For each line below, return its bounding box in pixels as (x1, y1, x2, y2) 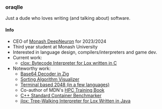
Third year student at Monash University (12, 43, 98, 49)
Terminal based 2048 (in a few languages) (20, 81, 110, 88)
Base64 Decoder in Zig (20, 70, 69, 77)
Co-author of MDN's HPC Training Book (20, 87, 105, 93)
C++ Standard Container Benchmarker (20, 92, 102, 98)
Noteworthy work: (12, 65, 51, 71)
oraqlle (5, 4, 23, 11)
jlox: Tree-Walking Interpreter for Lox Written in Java (20, 98, 131, 104)
